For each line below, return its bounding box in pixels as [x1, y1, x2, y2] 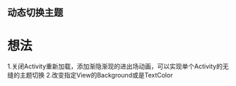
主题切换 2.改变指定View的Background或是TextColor [19, 71, 173, 80]
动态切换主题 [7, 6, 64, 19]
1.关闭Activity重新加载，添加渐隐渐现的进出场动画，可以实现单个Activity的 [7, 62, 223, 70]
